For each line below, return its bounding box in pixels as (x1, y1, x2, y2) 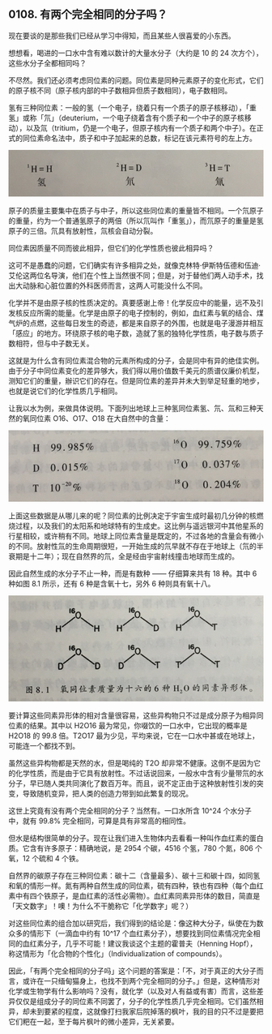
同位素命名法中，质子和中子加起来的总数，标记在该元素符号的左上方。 (22, 133, 257, 143)
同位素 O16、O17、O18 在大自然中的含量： (29, 414, 172, 423)
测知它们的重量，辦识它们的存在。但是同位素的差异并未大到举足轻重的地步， (8, 376, 264, 386)
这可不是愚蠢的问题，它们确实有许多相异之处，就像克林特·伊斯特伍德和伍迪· (8, 260, 261, 270)
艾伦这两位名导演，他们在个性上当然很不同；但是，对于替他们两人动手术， (8, 271, 257, 281)
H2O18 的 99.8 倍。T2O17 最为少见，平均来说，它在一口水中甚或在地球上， (8, 731, 260, 740)
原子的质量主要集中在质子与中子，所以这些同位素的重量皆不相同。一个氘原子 (8, 206, 264, 216)
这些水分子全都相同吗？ (8, 58, 87, 67)
